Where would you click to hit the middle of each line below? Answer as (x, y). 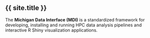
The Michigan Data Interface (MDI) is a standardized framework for (75, 19)
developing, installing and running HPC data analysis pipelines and (74, 25)
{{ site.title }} (26, 8)
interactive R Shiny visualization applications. (52, 30)
